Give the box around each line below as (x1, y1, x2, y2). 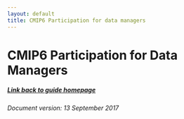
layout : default (7, 10, 55, 18)
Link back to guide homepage (7, 86, 96, 94)
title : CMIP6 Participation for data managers (7, 17, 146, 24)
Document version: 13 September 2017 (7, 104, 119, 112)
